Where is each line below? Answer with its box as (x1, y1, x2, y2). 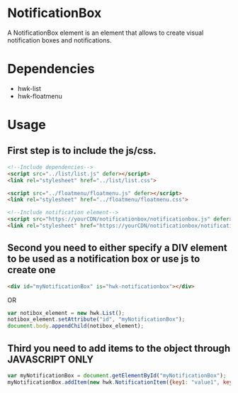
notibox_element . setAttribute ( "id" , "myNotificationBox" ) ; (7, 316, 186, 323)
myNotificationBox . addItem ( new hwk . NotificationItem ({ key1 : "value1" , (7, 378, 220, 386)
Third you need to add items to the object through (7, 342, 231, 354)
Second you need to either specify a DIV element (7, 242, 228, 254)
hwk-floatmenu (17, 92, 62, 100)
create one (7, 264, 56, 276)
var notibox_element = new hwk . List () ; (7, 309, 125, 316)
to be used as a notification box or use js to (7, 253, 200, 265)
